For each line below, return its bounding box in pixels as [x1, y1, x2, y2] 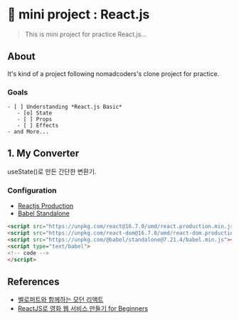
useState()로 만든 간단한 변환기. [7, 167, 97, 176]
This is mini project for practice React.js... [24, 30, 147, 38]
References [7, 275, 60, 287]
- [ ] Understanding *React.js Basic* [7, 103, 122, 111]
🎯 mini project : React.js [7, 6, 150, 23]
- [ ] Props [16, 116, 53, 123]
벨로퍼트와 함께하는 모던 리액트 [17, 295, 104, 304]
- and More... [7, 128, 50, 136]
